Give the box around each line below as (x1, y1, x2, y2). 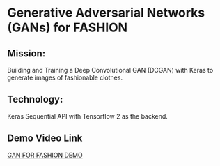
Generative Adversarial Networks (7, 5, 205, 21)
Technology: (7, 93, 63, 105)
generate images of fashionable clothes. (7, 73, 123, 82)
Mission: (7, 47, 46, 59)
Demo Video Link (7, 133, 83, 144)
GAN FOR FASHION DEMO (7, 151, 84, 159)
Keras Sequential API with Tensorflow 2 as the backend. (7, 112, 168, 120)
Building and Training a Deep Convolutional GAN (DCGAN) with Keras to (7, 66, 214, 74)
